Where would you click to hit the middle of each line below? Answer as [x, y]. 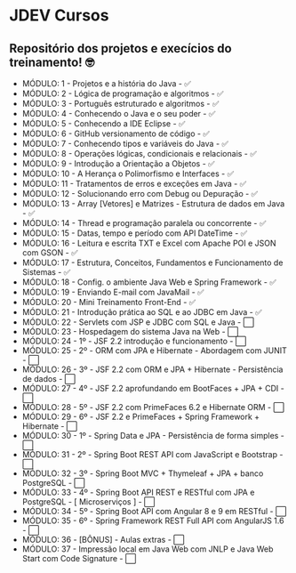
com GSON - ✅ [50, 253]
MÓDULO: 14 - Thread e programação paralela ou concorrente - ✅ [144, 223]
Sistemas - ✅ [46, 272]
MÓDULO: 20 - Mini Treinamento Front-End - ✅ [109, 302]
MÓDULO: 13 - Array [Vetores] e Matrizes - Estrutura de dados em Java [153, 204]
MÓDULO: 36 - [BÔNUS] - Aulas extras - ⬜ [103, 540]
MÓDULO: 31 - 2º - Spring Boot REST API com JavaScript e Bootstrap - [152, 454]
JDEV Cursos [59, 16]
